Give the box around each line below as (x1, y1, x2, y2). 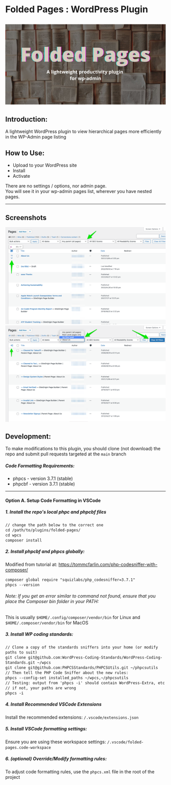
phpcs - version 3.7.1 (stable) (12, 475, 73, 482)
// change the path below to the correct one (5, 522, 103, 528)
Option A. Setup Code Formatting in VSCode (5, 497, 101, 503)
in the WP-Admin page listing (5, 134, 66, 140)
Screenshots (5, 213, 47, 222)
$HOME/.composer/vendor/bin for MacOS (5, 619, 89, 626)
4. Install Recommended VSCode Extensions (5, 701, 102, 708)
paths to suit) (5, 649, 38, 655)
